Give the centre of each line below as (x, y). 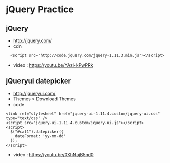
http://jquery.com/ (32, 40)
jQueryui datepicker (39, 81)
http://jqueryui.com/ (34, 93)
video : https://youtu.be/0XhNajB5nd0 (53, 154)
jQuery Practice (40, 9)
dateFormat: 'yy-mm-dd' (41, 136)
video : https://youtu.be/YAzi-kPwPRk (53, 65)
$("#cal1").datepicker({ (37, 132)
